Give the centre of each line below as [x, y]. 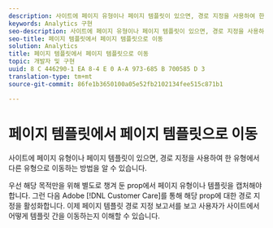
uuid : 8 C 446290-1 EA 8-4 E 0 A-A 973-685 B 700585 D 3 [107, 69]
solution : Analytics [43, 46]
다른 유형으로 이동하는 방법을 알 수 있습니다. [78, 169]
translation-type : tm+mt [50, 77]
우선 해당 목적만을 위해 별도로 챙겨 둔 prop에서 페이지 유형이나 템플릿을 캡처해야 [135, 186]
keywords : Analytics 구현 [51, 24]
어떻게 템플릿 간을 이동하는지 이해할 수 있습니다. [84, 216]
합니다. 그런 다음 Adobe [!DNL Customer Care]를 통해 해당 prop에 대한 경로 [130, 195]
